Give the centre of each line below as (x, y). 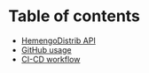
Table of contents (74, 16)
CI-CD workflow (51, 59)
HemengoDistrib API (59, 40)
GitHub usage (46, 49)
